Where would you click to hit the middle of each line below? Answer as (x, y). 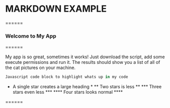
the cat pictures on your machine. (41, 68)
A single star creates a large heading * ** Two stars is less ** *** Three (87, 87)
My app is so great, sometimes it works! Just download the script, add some (85, 57)
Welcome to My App (31, 36)
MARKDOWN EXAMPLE (56, 9)
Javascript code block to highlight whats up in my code (67, 77)
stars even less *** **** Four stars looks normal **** (68, 92)
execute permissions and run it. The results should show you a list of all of (83, 62)
